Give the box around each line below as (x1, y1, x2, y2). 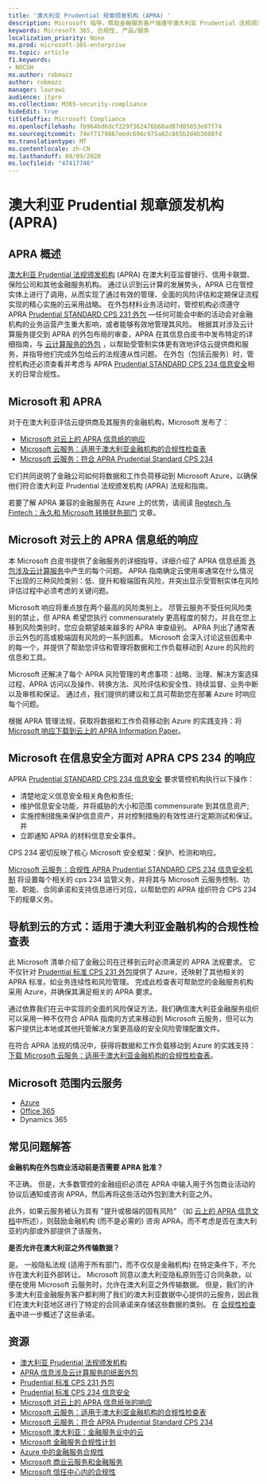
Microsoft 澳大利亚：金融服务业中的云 (19, 1427, 145, 1436)
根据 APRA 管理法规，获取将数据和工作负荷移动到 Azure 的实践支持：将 (8, 716, 242, 725)
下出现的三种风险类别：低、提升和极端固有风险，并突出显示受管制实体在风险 (8, 576, 259, 585)
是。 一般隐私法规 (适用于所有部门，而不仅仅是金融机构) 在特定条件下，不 (8, 1260, 250, 1269)
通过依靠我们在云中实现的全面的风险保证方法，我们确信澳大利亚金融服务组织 (8, 1004, 259, 1014)
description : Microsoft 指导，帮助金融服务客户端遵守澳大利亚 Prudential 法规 (8, 19, 252, 27)
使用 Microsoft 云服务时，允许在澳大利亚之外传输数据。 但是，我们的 (21, 1280, 248, 1289)
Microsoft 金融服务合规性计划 (19, 1437, 117, 1447)
